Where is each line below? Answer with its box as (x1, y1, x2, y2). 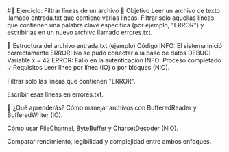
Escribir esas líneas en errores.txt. (7, 90, 104, 99)
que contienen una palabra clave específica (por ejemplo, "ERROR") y (7, 21, 204, 29)
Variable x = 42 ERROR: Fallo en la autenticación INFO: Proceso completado (7, 56, 221, 64)
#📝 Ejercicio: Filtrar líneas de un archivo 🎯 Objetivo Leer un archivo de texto (7, 7, 221, 14)
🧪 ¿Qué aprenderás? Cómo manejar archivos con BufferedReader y (7, 103, 197, 112)
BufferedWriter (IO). (7, 111, 63, 119)
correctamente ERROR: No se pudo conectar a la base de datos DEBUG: (7, 49, 211, 57)
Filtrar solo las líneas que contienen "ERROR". (7, 77, 136, 85)
